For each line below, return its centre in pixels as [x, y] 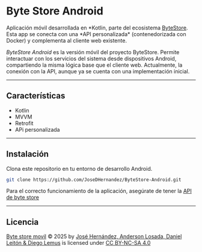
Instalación [28, 154]
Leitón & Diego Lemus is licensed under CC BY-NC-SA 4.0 [78, 243]
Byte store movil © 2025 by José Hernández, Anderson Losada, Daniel [94, 236]
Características [36, 96]
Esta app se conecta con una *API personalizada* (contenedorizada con [96, 34]
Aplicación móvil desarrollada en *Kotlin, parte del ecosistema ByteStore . [97, 28]
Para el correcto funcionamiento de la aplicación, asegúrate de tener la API [99, 191]
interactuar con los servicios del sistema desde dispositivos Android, [91, 58]
